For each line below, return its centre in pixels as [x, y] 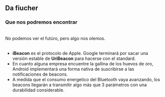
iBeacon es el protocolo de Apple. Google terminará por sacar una [80, 53]
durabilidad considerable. [38, 90]
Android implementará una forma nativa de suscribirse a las [73, 69]
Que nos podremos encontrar [41, 22]
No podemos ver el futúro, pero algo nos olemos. [55, 38]
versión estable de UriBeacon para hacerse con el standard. [74, 58]
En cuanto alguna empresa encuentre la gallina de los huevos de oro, [83, 63]
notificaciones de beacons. [40, 74]
